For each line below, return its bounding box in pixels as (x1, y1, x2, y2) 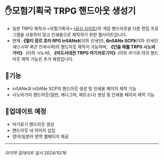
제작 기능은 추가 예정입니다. (21, 56, 74, 62)
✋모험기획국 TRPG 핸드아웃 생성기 (5, 5, 136, 17)
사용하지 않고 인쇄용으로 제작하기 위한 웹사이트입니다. (25, 31, 127, 38)
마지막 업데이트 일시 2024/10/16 (5, 150, 67, 156)
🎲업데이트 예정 (5, 107, 46, 116)
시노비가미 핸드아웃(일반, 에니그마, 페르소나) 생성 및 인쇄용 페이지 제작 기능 (12, 92, 155, 98)
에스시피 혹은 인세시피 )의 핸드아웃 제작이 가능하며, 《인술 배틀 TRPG (12, 43, 143, 50)
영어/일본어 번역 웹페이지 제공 (12, 133, 69, 139)
